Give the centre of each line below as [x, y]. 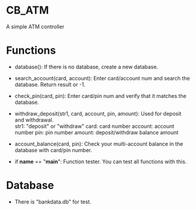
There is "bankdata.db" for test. [53, 202]
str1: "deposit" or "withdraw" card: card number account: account [94, 126]
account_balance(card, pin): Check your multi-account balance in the [99, 144]
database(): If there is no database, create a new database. [86, 67]
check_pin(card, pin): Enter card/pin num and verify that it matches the [100, 96]
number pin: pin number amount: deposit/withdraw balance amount [97, 132]
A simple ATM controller [35, 27]
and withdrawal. [34, 120]
